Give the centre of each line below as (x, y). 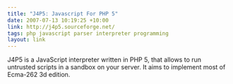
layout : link (26, 40)
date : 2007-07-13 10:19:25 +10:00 (58, 20)
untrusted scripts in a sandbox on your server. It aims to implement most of (116, 67)
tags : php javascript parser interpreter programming (88, 33)
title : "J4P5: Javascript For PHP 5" (63, 14)
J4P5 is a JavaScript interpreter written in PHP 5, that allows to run (104, 59)
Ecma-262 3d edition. (39, 75)
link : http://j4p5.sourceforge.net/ (61, 27)
